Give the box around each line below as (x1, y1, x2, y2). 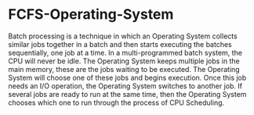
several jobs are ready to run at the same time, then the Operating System (8, 89, 247, 99)
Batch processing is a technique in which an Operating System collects (8, 31, 238, 41)
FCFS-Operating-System (8, 5, 174, 23)
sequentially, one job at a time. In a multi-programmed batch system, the (8, 48, 243, 57)
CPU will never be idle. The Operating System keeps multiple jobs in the (8, 56, 241, 66)
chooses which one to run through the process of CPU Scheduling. (8, 98, 225, 107)
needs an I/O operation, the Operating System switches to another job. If (8, 81, 243, 91)
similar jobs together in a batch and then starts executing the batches (8, 39, 233, 49)
